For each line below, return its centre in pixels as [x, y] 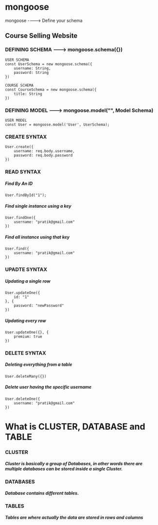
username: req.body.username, [44, 151]
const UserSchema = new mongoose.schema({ [49, 64]
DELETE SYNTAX [26, 353]
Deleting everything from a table [39, 364]
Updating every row [26, 321]
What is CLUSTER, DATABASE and [75, 426]
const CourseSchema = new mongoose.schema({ [51, 90]
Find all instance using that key [37, 237]
